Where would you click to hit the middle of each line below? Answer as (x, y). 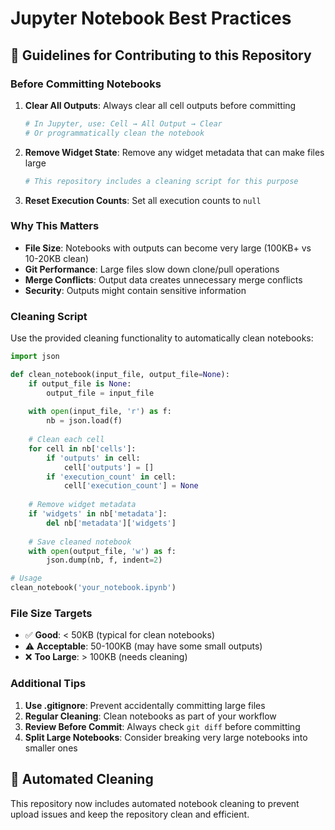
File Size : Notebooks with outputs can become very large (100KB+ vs (168, 248)
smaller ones (51, 748)
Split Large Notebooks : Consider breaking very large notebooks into (166, 737)
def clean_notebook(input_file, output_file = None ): (120, 374)
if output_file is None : (80, 383)
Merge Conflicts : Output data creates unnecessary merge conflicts (163, 279)
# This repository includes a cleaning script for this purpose (161, 181)
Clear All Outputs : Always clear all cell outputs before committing (160, 105)
